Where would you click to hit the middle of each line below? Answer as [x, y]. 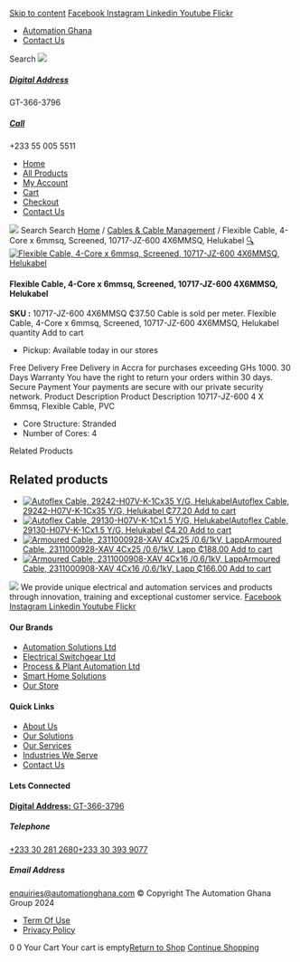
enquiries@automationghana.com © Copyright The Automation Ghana [141, 893]
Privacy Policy [49, 929]
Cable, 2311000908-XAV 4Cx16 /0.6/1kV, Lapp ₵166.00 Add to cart [147, 568]
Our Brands [31, 627]
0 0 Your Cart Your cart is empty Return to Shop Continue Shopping [134, 947]
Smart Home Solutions [64, 676]
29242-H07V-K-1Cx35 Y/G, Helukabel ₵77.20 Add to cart [129, 510]
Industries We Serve [60, 756]
